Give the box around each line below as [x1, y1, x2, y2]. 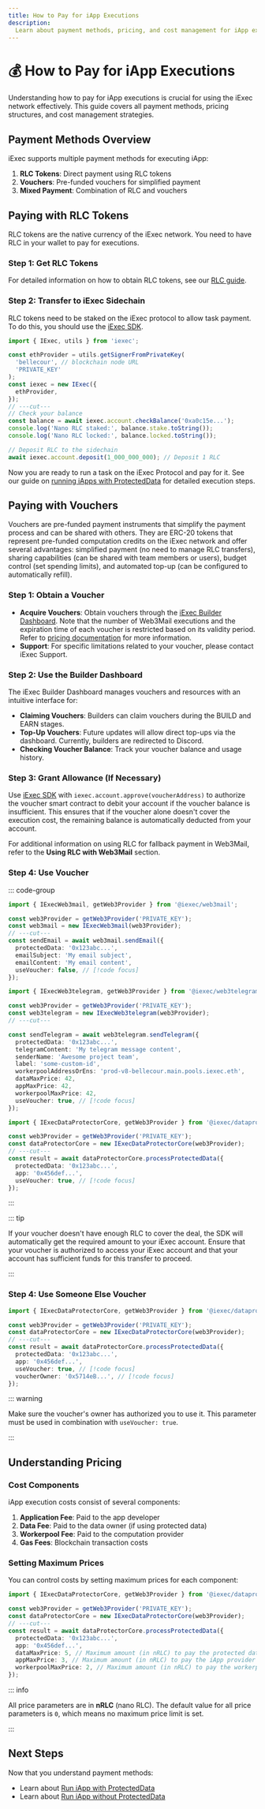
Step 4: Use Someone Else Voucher [8, 1289, 147, 1300]
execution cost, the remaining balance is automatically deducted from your [8, 816, 252, 825]
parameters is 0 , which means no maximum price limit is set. [8, 1709, 204, 1718]
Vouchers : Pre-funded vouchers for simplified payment [19, 178, 201, 187]
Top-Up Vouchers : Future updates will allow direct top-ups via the [19, 727, 236, 738]
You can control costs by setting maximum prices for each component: [8, 1575, 239, 1585]
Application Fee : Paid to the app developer [19, 1512, 160, 1523]
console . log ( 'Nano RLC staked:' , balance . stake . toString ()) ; [8, 424, 214, 432]
